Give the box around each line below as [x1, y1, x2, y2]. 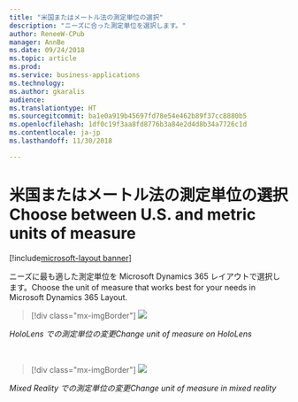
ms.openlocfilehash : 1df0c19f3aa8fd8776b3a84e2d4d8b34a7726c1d [9, 120, 248, 129]
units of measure [9, 223, 137, 244]
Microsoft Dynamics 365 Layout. [9, 291, 128, 302]
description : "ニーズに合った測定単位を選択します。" [9, 21, 187, 30]
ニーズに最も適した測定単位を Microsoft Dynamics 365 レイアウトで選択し [9, 271, 281, 282]
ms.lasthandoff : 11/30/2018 [9, 136, 113, 145]
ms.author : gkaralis [9, 87, 86, 96]
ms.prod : [9, 63, 42, 72]
